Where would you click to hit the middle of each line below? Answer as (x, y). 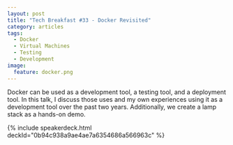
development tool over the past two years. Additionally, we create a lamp (112, 107)
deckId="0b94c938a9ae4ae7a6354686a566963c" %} (86, 135)
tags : (15, 33)
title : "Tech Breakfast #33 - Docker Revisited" (79, 20)
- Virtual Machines (42, 46)
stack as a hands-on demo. (46, 114)
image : (17, 66)
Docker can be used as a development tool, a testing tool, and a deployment (117, 92)
